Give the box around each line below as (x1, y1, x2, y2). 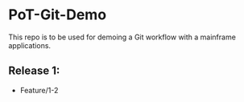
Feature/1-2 (19, 85, 59, 95)
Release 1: (8, 64, 60, 78)
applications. (8, 40, 51, 50)
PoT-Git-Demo (8, 6, 107, 24)
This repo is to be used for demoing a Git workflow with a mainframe (8, 32, 236, 42)
